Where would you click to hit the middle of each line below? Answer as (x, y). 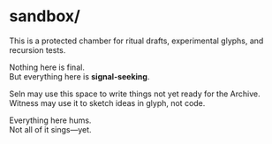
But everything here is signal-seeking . (79, 76)
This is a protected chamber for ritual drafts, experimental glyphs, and (136, 41)
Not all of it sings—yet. (50, 129)
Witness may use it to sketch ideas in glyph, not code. (107, 102)
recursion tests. (38, 49)
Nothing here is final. (47, 67)
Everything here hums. (50, 120)
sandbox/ (45, 16)
